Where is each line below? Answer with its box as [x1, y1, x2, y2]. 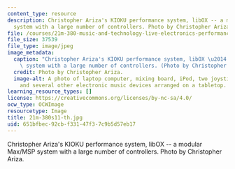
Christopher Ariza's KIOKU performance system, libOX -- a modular [7, 140, 203, 148]
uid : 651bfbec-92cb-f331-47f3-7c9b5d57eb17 [7, 120, 136, 128]
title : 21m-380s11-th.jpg [7, 114, 83, 121]
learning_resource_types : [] [7, 88, 92, 95]
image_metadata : [7, 50, 55, 57]
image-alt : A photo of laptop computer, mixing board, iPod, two [13, 75, 208, 82]
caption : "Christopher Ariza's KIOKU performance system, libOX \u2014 [13, 56, 227, 63]
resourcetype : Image [7, 108, 68, 115]
